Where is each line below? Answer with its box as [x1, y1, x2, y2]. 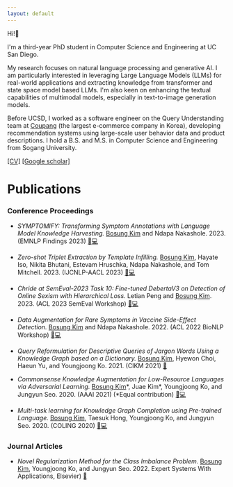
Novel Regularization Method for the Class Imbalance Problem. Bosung [17, 457, 223, 465]
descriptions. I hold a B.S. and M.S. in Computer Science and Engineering [7, 136, 218, 145]
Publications [7, 181, 81, 197]
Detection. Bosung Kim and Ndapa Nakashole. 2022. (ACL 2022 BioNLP [17, 323, 224, 331]
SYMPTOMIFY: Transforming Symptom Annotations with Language [17, 222, 211, 230]
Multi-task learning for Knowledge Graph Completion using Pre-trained [17, 406, 222, 415]
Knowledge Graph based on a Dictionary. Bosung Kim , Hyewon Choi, [17, 354, 216, 363]
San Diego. [7, 50, 39, 58]
